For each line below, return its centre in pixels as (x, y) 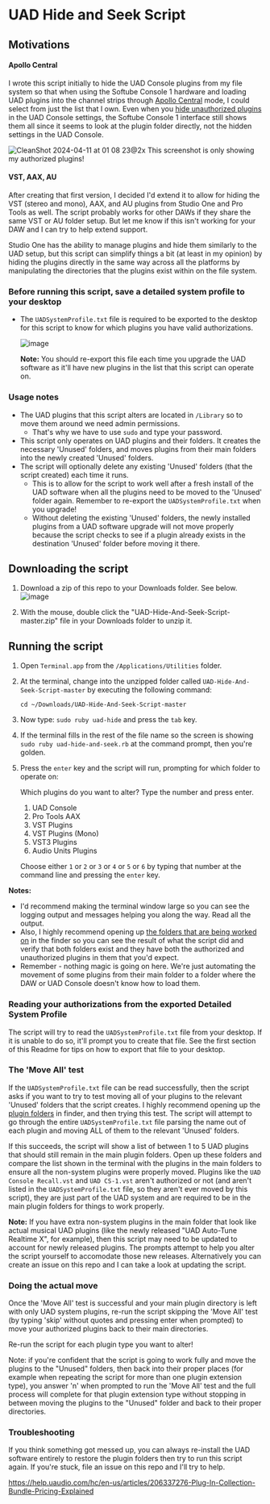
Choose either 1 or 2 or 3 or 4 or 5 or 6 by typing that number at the (131, 867)
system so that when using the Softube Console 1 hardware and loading (128, 91)
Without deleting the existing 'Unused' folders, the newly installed (141, 517)
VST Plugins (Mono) (65, 833)
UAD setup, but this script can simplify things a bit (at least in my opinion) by (135, 253)
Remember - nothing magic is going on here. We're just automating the (138, 967)
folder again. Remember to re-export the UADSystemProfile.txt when (146, 500)
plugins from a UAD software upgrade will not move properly (133, 526)
